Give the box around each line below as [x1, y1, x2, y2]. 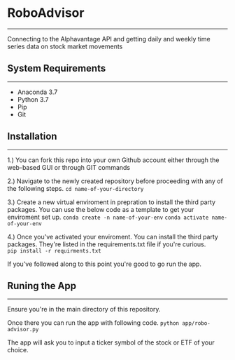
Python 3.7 [17, 95, 49, 103]
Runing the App [7, 279, 77, 292]
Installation [7, 131, 57, 142]
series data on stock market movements [7, 42, 123, 51]
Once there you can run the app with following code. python [7, 319, 180, 327]
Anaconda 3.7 [17, 88, 58, 96]
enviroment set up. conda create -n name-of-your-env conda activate [7, 213, 209, 221]
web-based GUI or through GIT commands [7, 163, 131, 171]
